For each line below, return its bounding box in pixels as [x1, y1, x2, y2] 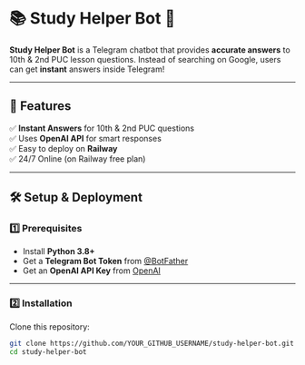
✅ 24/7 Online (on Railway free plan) [9, 153, 146, 164]
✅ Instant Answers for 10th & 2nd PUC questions [9, 123, 195, 133]
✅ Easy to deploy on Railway [9, 143, 118, 153]
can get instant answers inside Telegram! [9, 64, 165, 74]
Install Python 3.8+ [22, 246, 95, 257]
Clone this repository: [9, 321, 91, 332]
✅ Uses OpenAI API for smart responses [9, 133, 162, 143]
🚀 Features [9, 98, 72, 114]
